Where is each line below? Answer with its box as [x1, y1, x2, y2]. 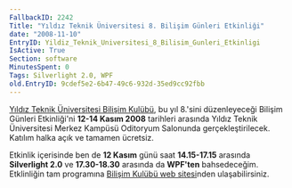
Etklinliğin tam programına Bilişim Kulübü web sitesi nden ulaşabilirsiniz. [9, 168, 270, 179]
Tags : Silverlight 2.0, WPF [9, 71, 114, 80]
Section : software [9, 54, 77, 63]
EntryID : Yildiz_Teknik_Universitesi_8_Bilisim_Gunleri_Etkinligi [9, 37, 261, 47]
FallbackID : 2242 [9, 12, 74, 22]
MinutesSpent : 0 [9, 63, 69, 72]
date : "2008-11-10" [9, 29, 82, 38]
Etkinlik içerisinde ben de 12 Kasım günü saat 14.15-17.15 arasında [9, 149, 251, 160]
